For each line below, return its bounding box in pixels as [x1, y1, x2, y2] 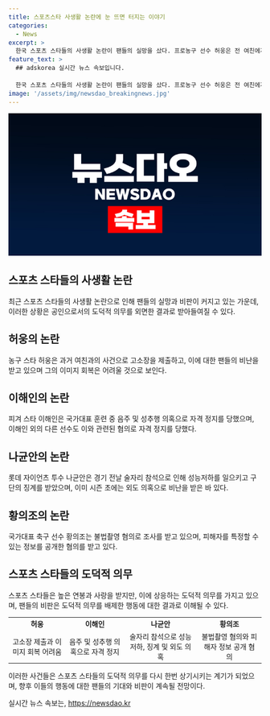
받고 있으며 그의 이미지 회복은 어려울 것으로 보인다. [8, 365, 167, 375]
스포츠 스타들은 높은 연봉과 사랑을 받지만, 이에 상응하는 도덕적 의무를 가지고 [8, 590, 244, 600]
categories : [8, 21, 48, 30]
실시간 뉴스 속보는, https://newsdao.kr [8, 698, 131, 708]
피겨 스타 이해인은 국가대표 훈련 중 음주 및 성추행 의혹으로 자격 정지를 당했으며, [8, 414, 255, 424]
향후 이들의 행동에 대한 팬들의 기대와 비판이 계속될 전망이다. [18, 681, 206, 691]
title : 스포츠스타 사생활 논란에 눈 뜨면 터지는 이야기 [8, 13, 166, 21]
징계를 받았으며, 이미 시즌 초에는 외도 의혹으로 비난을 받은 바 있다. [22, 483, 229, 493]
